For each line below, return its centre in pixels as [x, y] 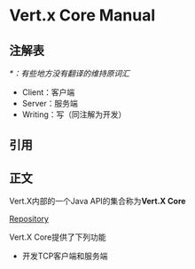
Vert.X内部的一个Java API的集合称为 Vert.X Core [97, 202]
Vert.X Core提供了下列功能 [58, 237]
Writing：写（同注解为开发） [74, 115]
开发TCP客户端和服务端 [65, 256]
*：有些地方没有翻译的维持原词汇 [70, 73]
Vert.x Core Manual [82, 16]
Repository [29, 219]
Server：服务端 [50, 103]
